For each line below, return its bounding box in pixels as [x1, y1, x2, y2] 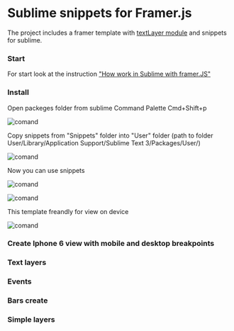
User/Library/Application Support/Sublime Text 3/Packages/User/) [7, 138, 201, 147]
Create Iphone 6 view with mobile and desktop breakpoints [7, 239, 215, 249]
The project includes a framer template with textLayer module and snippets [7, 28, 227, 37]
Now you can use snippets [7, 166, 85, 174]
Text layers [7, 257, 47, 267]
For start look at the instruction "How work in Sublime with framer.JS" [7, 69, 211, 79]
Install [7, 87, 30, 97]
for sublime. [7, 35, 43, 44]
